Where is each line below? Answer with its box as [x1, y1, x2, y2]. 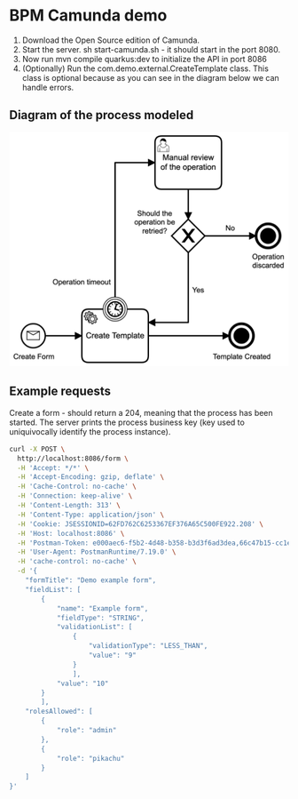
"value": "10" [56, 679, 109, 688]
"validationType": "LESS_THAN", [88, 642, 208, 651]
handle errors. [21, 82, 74, 92]
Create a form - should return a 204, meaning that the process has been [9, 407, 273, 418]
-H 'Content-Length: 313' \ [17, 501, 122, 510]
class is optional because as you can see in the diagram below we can [21, 72, 279, 83]
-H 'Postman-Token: [17, 539, 90, 547]
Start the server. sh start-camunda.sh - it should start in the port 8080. [21, 44, 281, 54]
